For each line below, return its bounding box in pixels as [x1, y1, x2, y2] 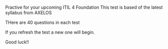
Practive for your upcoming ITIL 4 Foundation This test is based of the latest [5, 5, 163, 10]
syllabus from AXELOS [5, 10, 52, 16]
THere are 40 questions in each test [5, 20, 80, 25]
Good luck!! [5, 39, 29, 45]
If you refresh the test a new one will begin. [5, 29, 95, 35]
